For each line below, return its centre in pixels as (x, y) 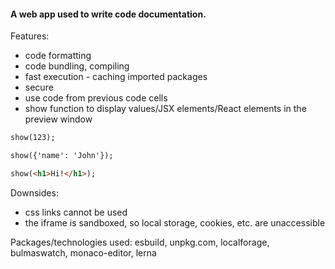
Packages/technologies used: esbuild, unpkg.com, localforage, (140, 242)
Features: (30, 36)
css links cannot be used (76, 212)
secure (39, 87)
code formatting (58, 56)
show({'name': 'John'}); (62, 156)
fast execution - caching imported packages (116, 77)
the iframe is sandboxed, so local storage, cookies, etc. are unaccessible (175, 222)
